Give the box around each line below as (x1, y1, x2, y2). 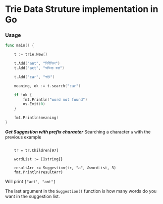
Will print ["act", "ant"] (5, 178, 56, 184)
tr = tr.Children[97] (14, 148, 58, 153)
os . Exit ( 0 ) (23, 102, 46, 107)
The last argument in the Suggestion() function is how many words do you (5, 188, 157, 194)
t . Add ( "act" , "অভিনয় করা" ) (14, 66, 64, 70)
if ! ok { (14, 92, 32, 97)
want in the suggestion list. (5, 193, 60, 199)
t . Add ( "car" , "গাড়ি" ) (14, 74, 55, 79)
